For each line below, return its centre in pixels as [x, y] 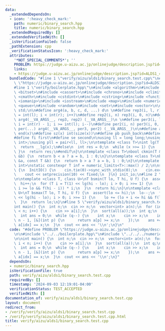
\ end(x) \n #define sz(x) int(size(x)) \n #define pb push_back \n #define [88, 133]
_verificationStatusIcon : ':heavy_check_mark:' [59, 51]
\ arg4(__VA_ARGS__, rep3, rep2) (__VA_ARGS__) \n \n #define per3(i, [85, 119]
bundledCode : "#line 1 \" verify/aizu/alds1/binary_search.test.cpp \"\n [84, 78]
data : [11, 10]
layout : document [23, 303]
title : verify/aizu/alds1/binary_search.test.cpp [57, 321]
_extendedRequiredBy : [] [35, 33]
